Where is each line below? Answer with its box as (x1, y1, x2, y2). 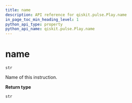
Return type (5, 84, 32, 90)
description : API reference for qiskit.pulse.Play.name (5, 12, 127, 17)
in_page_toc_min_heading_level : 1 (5, 17, 79, 22)
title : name (5, 7, 31, 13)
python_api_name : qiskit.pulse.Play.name (5, 27, 95, 32)
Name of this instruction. (5, 74, 57, 81)
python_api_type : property (5, 21, 63, 27)
